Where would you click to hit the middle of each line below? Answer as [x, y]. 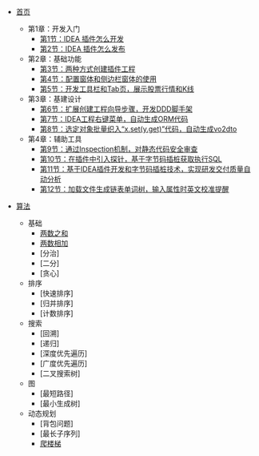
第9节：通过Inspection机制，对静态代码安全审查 [119, 149]
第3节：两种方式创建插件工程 [88, 69]
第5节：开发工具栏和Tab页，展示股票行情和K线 [117, 89]
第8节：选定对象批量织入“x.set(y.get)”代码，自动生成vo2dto [138, 129]
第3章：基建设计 [55, 99]
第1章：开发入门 [54, 29]
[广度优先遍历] [64, 363]
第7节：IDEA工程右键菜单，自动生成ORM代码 [114, 119]
